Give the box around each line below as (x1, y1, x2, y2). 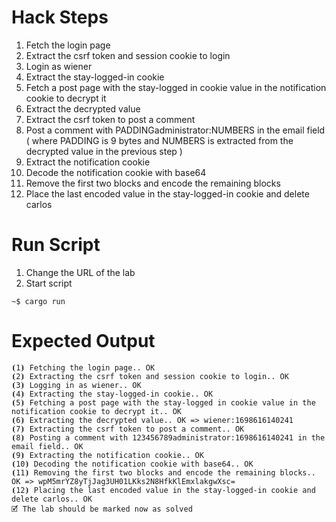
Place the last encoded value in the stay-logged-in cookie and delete (25, 187, 310, 200)
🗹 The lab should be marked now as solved (11, 504, 193, 514)
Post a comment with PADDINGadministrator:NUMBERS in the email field (25, 124, 326, 136)
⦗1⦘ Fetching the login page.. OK (11, 362, 156, 373)
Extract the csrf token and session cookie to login (25, 49, 231, 61)
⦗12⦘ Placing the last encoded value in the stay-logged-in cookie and (11, 485, 316, 495)
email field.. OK (11, 441, 84, 451)
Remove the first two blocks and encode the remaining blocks (25, 177, 281, 189)
